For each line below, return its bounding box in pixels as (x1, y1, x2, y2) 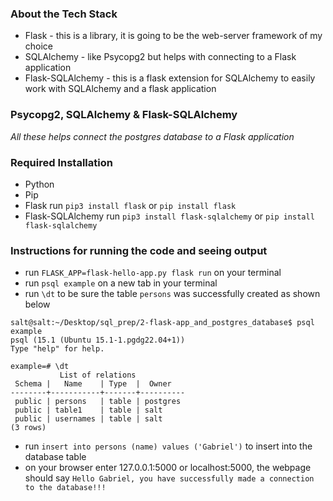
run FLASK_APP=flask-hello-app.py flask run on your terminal (24, 267, 282, 279)
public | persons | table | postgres (14, 397, 182, 407)
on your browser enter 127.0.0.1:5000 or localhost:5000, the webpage (24, 462, 312, 474)
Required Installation (10, 155, 113, 169)
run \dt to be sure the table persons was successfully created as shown (24, 288, 321, 300)
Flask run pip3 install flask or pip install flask (24, 199, 237, 211)
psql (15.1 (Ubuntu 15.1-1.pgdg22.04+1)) (10, 335, 186, 346)
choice (24, 40, 54, 52)
